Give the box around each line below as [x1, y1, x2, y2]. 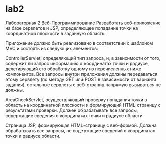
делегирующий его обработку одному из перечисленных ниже [5, 66, 142, 72]
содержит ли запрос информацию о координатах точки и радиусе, [5, 60, 149, 66]
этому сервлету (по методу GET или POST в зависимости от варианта [5, 76, 157, 82]
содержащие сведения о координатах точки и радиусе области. [5, 112, 144, 118]
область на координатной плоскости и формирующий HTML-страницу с [5, 102, 161, 108]
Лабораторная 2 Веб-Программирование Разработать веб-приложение [5, 20, 161, 26]
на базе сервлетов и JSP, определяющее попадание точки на [5, 25, 138, 31]
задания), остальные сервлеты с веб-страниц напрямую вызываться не [5, 81, 161, 88]
